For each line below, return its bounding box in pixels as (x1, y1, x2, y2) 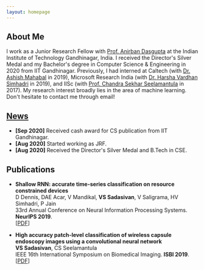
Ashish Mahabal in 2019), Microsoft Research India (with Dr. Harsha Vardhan (6, 74, 198, 81)
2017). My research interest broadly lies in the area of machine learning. (6, 87, 187, 94)
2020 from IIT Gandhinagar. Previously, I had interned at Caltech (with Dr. (6, 67, 191, 75)
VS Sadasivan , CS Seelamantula (15, 244, 97, 252)
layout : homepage (6, 9, 51, 15)
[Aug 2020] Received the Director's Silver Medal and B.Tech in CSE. (15, 147, 188, 154)
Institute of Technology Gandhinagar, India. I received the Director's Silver (6, 54, 192, 62)
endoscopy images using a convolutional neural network (15, 238, 163, 245)
